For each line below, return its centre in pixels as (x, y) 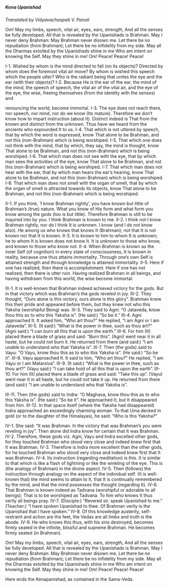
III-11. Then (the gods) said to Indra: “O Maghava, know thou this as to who (82, 394)
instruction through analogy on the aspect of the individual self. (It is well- (81, 474)
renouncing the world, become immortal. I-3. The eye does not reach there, (83, 108)
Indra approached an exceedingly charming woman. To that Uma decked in (83, 410)
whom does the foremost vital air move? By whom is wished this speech (80, 71)
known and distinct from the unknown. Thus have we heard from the (76, 124)
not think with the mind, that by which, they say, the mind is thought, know (82, 145)
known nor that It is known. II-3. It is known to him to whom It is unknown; (81, 236)
